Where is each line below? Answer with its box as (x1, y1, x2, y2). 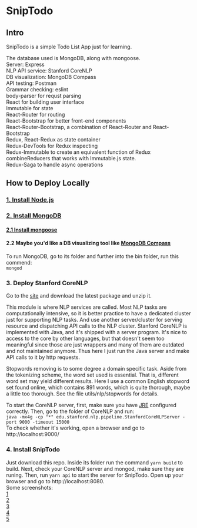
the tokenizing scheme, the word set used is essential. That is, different (6, 371, 179, 378)
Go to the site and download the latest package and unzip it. (6, 292, 152, 299)
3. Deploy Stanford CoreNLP (6, 279, 88, 287)
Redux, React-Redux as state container (6, 136, 101, 143)
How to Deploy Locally (6, 178, 90, 188)
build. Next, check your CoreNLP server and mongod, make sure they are (6, 465, 184, 472)
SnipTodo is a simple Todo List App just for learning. (6, 43, 132, 50)
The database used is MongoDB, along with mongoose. (6, 55, 141, 61)
